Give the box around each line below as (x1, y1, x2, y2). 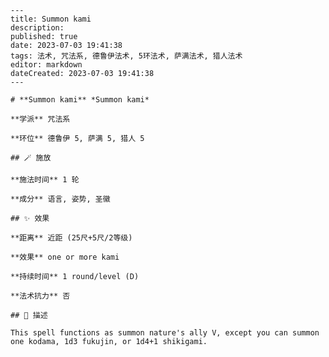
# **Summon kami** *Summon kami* (10, 95, 150, 105)
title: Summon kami (10, 14, 92, 24)
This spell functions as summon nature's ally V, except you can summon (10, 328, 320, 338)
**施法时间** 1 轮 (10, 175, 80, 185)
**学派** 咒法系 (10, 114, 71, 124)
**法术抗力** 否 (10, 291, 71, 301)
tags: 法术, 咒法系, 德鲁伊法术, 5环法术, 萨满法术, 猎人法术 (10, 51, 243, 61)
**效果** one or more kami (10, 252, 120, 262)
